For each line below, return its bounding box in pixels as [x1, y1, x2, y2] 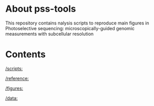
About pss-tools [5, 3, 76, 15]
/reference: [5, 75, 29, 82]
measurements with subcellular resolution [5, 31, 94, 37]
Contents [5, 49, 46, 60]
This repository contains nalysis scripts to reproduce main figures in [5, 20, 149, 26]
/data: [5, 95, 18, 101]
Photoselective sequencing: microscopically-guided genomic [5, 25, 135, 31]
